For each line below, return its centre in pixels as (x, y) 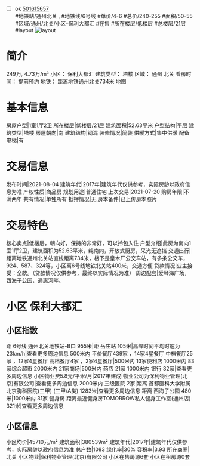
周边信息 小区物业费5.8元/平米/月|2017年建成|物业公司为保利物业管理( (97, 376)
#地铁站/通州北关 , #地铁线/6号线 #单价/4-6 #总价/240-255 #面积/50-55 (104, 16)
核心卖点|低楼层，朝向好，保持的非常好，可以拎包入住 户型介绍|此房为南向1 (99, 243)
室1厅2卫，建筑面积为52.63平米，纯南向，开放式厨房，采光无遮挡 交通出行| (99, 251)
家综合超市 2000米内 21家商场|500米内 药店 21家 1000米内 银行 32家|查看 (96, 368)
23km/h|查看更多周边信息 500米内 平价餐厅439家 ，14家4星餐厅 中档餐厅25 (99, 353)
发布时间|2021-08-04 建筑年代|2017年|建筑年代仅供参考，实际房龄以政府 (96, 184)
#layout (24, 30)
